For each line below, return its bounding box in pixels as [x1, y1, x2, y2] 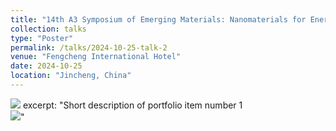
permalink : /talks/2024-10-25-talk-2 [10, 42, 168, 53]
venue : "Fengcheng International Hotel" [10, 52, 182, 62]
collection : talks [10, 24, 87, 34]
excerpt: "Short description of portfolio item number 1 [22, 99, 243, 111]
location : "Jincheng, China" [10, 71, 132, 81]
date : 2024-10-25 [10, 61, 83, 71]
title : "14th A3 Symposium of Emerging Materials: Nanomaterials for [10, 14, 307, 25]
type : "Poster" [10, 33, 74, 43]
